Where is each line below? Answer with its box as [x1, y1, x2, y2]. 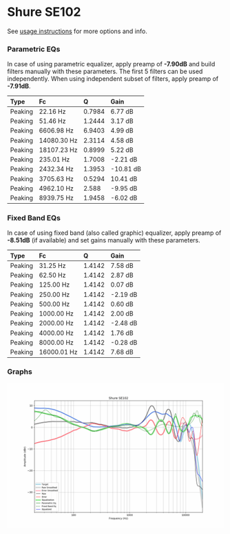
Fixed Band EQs [7, 213, 61, 222]
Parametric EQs [7, 44, 61, 54]
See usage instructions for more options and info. [7, 27, 148, 35]
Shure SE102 [7, 4, 81, 20]
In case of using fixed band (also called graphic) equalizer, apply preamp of [7, 229, 222, 237]
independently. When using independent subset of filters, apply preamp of [7, 75, 219, 83]
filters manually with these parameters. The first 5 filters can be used [7, 67, 203, 76]
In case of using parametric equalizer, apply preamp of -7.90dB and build [7, 60, 216, 68]
